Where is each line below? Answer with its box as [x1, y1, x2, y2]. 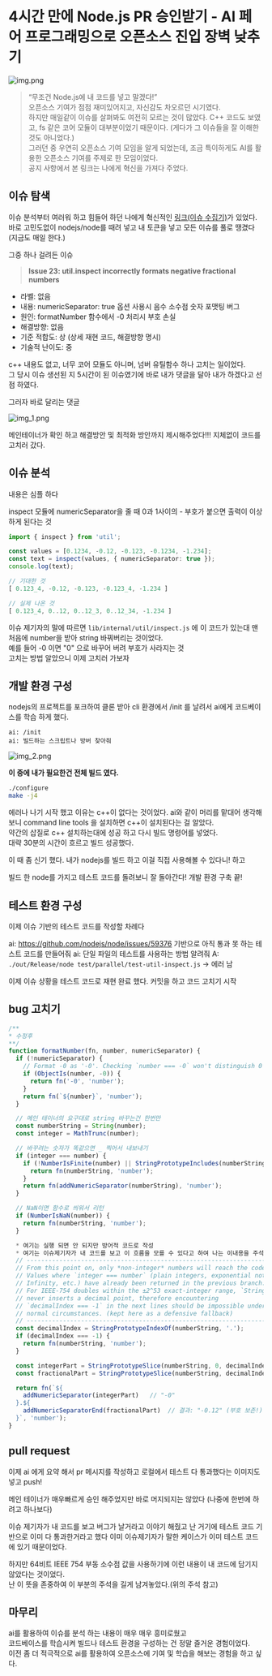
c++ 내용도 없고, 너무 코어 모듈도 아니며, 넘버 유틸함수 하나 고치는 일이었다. [8, 359, 246, 369]
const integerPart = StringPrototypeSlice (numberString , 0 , [15, 1361, 223, 1370]
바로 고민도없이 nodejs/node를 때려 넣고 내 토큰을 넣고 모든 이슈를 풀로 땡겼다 [8, 222, 255, 232]
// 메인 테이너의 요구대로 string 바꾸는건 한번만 [15, 1114, 161, 1122]
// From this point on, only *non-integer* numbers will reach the [15, 1264, 249, 1273]
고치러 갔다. [8, 440, 46, 450]
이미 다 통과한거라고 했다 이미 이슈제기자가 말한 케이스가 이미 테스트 [29, 1532, 244, 1541]
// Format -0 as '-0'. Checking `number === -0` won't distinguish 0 [23, 1062, 263, 1071]
